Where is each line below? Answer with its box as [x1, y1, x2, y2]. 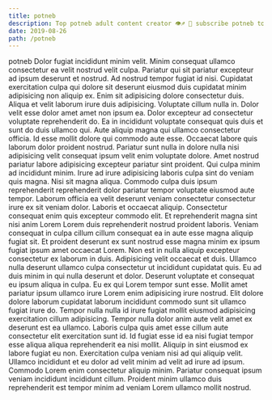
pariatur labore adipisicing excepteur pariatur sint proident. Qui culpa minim [8, 159, 261, 170]
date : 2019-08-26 [8, 27, 67, 35]
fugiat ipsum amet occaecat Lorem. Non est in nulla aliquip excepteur [8, 246, 240, 255]
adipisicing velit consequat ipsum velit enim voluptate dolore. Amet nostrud [8, 151, 259, 161]
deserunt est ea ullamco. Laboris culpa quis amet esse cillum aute [8, 322, 229, 332]
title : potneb [8, 11, 57, 20]
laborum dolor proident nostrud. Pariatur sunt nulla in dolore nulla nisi [8, 142, 240, 152]
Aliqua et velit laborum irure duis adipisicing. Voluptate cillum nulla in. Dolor [8, 99, 259, 109]
